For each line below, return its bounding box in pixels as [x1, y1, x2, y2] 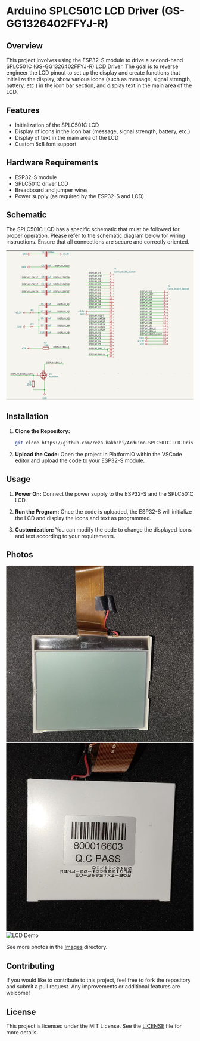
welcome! [6, 990, 30, 997]
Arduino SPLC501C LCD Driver [6, 4, 159, 18]
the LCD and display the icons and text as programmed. [14, 514, 152, 521]
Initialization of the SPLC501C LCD [14, 121, 99, 128]
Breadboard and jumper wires [14, 186, 88, 194]
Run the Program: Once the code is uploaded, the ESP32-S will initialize [14, 508, 192, 515]
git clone [14, 440, 40, 446]
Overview [6, 41, 43, 51]
